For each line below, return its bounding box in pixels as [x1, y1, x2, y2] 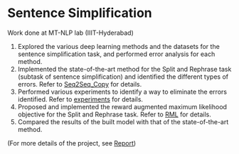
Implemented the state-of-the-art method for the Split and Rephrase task [17, 65, 232, 73]
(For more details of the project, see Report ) [7, 138, 137, 147]
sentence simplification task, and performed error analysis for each [17, 50, 216, 58]
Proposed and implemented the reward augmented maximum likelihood [17, 102, 228, 111]
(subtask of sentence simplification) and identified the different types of [17, 72, 229, 81]
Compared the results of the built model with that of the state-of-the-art [17, 117, 229, 126]
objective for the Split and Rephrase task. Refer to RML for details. [17, 110, 212, 119]
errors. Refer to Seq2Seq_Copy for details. [17, 79, 142, 88]
